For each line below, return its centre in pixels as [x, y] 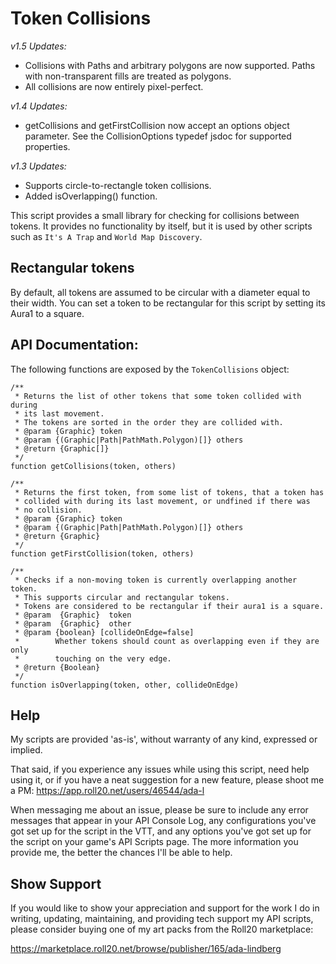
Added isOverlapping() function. [91, 196]
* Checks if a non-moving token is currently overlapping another [156, 580]
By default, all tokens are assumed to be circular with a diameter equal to [160, 292]
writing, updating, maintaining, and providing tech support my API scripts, [162, 919]
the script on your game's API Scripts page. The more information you [154, 842]
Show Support [56, 883]
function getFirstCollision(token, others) [102, 553]
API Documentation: [74, 345]
